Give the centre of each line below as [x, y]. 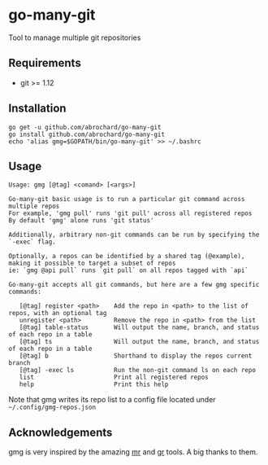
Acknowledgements [61, 432]
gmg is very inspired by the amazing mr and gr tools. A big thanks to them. [133, 452]
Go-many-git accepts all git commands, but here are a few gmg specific [134, 285]
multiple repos [34, 206]
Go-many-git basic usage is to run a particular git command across [127, 200]
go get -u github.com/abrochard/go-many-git [85, 127]
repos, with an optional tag [58, 314]
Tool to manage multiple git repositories [75, 37]
